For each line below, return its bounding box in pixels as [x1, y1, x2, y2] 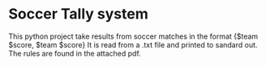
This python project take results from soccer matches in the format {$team [8, 31, 259, 41]
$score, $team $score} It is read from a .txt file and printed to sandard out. [8, 39, 258, 49]
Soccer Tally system [8, 5, 148, 23]
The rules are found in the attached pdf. [8, 48, 142, 58]
